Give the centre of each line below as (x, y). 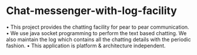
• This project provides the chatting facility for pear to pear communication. (98, 27)
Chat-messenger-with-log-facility (92, 11)
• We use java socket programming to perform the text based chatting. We (96, 33)
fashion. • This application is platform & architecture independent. (86, 46)
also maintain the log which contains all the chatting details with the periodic (98, 39)
